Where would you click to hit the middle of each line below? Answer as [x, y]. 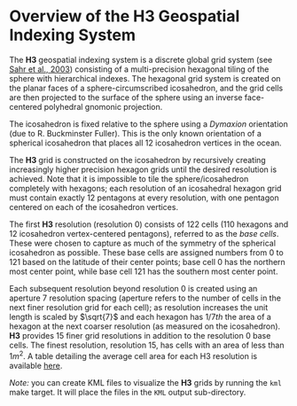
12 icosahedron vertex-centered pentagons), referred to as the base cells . [144, 233]
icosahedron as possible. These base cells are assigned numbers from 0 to [146, 252]
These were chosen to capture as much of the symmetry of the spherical [143, 243]
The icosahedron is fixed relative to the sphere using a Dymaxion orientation [148, 124]
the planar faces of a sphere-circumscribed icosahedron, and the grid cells [146, 88]
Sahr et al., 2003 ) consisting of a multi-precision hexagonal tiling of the [139, 69]
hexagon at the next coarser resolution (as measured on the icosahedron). [145, 326]
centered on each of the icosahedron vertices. [94, 207]
